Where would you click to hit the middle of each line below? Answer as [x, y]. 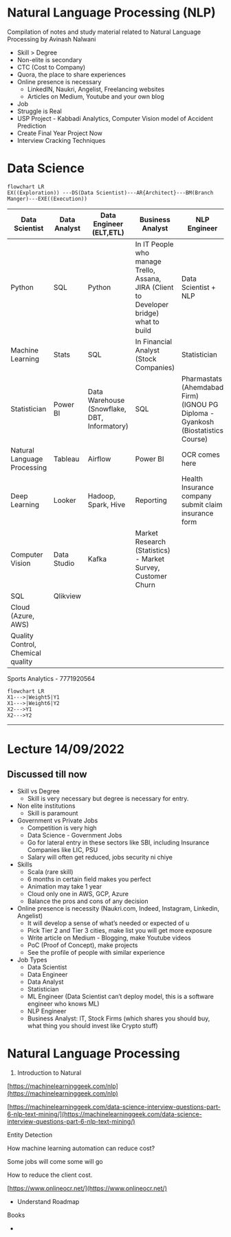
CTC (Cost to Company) [51, 67]
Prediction [32, 126]
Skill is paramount [53, 813]
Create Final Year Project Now [60, 133]
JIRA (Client [154, 287]
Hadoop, [101, 496]
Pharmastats [201, 379]
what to [147, 321]
